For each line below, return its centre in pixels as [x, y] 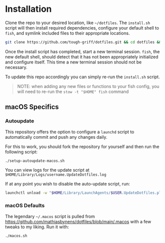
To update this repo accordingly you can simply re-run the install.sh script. [82, 77]
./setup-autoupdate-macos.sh [35, 161]
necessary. [16, 67]
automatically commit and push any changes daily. [56, 137]
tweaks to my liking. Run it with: [37, 227]
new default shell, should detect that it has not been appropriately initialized [82, 57]
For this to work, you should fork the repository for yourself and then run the [82, 147]
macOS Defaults [25, 206]
